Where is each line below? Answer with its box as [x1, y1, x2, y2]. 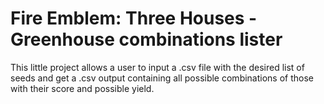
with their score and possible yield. [10, 82, 155, 94]
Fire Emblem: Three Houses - [10, 7, 258, 30]
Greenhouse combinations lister [10, 28, 283, 51]
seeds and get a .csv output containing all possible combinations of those [10, 72, 315, 84]
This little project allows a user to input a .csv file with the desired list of [10, 61, 305, 73]
